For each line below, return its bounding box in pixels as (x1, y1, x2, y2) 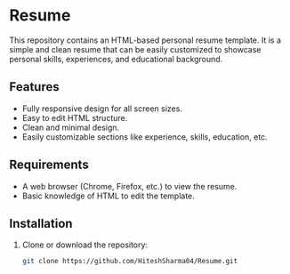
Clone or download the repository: (21, 239, 149, 250)
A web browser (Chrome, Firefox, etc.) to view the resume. (21, 181, 238, 191)
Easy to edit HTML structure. (21, 112, 128, 123)
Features (9, 79, 60, 94)
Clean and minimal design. (21, 122, 120, 133)
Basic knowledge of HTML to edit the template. (21, 190, 196, 201)
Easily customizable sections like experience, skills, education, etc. (21, 131, 269, 142)
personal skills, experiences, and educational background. (9, 53, 223, 64)
